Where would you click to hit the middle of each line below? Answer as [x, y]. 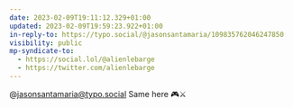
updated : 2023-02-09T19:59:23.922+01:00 [87, 26]
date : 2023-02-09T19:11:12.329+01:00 [80, 18]
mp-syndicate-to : [42, 51]
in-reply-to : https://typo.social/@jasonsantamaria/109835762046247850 [146, 34]
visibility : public [46, 43]
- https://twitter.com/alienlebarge [86, 68]
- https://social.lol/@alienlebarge [86, 59]
